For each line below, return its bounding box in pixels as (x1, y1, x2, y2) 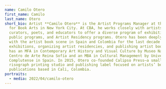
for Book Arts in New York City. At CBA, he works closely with (9, 26, 145, 31)
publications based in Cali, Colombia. (9, 67, 92, 72)
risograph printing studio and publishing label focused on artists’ (9, 62, 156, 67)
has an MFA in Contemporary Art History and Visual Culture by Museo (9, 48, 156, 53)
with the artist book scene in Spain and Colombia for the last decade (9, 40, 161, 44)
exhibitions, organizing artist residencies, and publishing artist (9, 44, 154, 49)
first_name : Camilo (4, 12, 45, 17)
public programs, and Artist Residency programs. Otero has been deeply (9, 35, 163, 40)
